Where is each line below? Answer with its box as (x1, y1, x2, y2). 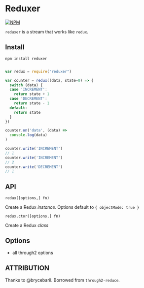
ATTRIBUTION (5, 264, 49, 272)
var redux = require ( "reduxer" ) (5, 69, 72, 74)
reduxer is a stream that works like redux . (5, 29, 89, 34)
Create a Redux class (5, 223, 48, 228)
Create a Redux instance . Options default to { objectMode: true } (5, 204, 140, 210)
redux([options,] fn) (5, 195, 50, 201)
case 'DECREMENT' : (9, 96, 48, 101)
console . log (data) (9, 132, 48, 138)
